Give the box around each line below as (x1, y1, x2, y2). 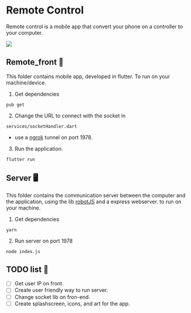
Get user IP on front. (14, 280, 64, 287)
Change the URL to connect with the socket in (14, 112, 126, 119)
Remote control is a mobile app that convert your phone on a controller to (6, 23, 183, 30)
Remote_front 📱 (6, 57, 64, 68)
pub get (6, 102, 25, 107)
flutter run (6, 156, 35, 162)
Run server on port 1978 (14, 237, 73, 244)
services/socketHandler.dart (6, 123, 77, 129)
